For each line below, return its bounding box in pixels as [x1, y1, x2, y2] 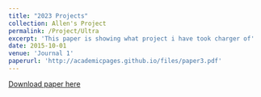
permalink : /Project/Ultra [8, 27, 99, 35]
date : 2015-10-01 [8, 42, 67, 50]
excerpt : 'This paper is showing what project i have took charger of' [8, 34, 255, 43]
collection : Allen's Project [8, 19, 107, 27]
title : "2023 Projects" [8, 11, 89, 20]
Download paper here [8, 78, 81, 89]
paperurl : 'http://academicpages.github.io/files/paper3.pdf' [8, 57, 222, 65]
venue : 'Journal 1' [8, 49, 74, 57]
